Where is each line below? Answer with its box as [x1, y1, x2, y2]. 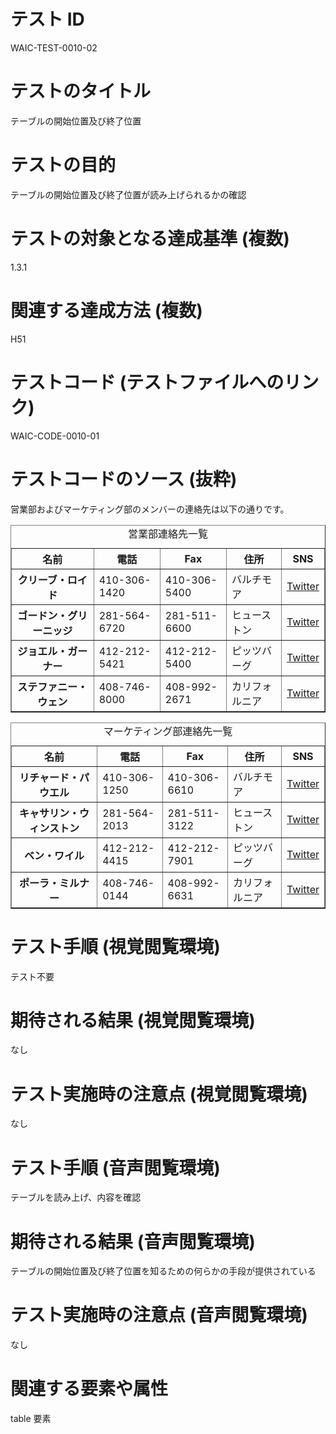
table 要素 [10, 1413, 52, 1425]
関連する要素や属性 [10, 1378, 169, 1400]
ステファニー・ [17, 680, 88, 694]
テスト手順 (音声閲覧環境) [10, 1156, 221, 1179]
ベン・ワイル [24, 848, 85, 862]
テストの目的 [10, 154, 117, 177]
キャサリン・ [19, 806, 80, 820]
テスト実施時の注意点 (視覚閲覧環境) [10, 1083, 308, 1105]
